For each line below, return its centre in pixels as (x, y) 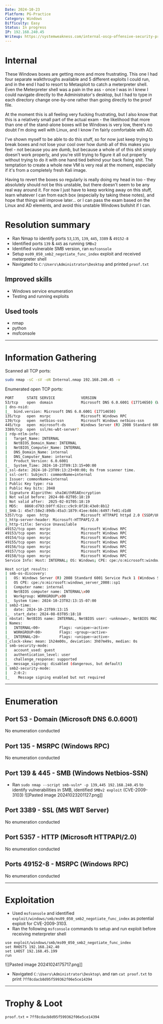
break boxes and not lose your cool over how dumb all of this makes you (77, 144)
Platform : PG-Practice (28, 14)
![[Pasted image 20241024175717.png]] (44, 965)
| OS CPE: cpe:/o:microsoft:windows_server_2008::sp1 (63, 583)
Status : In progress (26, 28)
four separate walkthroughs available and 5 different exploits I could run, (78, 79)
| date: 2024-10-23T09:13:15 (37, 610)
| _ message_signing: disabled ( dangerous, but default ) (64, 664)
